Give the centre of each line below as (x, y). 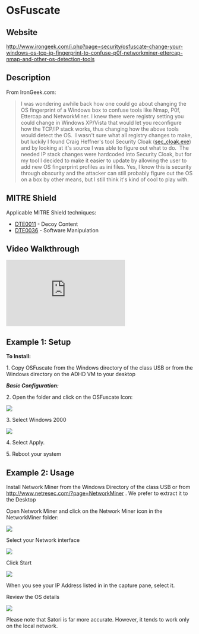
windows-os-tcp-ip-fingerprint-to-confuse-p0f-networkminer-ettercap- (94, 53)
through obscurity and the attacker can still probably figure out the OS (107, 173)
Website (22, 32)
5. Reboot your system (34, 454)
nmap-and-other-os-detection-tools (50, 59)
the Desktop (21, 500)
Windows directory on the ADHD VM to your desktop (71, 374)
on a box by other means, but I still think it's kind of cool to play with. (105, 179)
